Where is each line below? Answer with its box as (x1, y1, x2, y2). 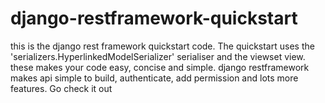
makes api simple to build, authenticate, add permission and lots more (10, 72, 299, 84)
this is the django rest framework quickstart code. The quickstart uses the (10, 40, 315, 52)
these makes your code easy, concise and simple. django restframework (10, 61, 310, 73)
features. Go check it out (10, 82, 113, 94)
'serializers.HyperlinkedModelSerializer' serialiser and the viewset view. (10, 50, 306, 62)
